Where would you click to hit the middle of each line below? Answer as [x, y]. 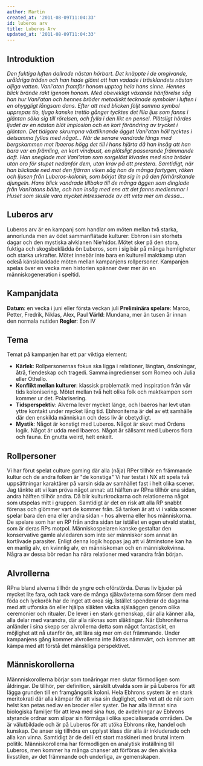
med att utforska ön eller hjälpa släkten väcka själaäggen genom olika [93, 607]
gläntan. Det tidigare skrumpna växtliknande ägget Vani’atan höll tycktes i [99, 131]
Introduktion [31, 59]
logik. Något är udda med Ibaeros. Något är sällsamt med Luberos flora [104, 431]
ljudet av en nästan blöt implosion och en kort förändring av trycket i [92, 125]
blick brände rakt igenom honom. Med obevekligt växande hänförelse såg [99, 93]
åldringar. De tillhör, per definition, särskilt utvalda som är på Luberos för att [101, 685]
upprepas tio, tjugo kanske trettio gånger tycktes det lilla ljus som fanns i [98, 112]
